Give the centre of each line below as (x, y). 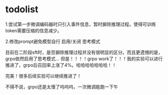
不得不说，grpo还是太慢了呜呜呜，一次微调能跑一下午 (62, 87)
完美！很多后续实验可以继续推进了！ (43, 76)
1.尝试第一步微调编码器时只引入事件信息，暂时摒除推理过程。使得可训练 (81, 24)
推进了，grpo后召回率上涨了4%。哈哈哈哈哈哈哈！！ (61, 65)
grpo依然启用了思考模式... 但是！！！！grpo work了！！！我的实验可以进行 (84, 58)
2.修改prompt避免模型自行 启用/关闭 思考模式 (53, 41)
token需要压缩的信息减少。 (34, 30)
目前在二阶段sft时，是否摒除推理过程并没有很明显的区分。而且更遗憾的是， (84, 52)
